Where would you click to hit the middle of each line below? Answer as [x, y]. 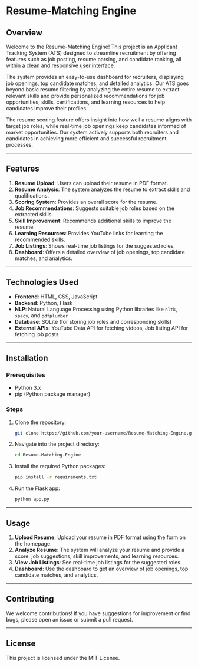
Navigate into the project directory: [57, 444]
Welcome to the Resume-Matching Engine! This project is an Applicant [92, 47]
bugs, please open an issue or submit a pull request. [70, 619]
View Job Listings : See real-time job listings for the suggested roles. [98, 562]
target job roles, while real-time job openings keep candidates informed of [96, 126]
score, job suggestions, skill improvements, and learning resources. [97, 556]
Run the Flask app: [37, 488]
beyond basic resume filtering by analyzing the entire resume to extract [93, 89]
